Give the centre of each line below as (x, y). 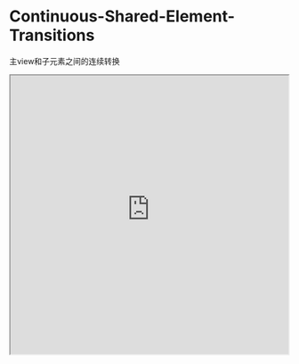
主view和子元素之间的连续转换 (65, 61)
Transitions (52, 35)
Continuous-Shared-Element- (122, 17)
